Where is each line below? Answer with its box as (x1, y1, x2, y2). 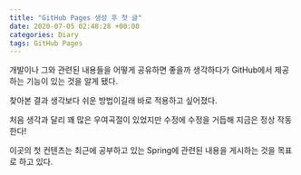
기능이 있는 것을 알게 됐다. (25, 76, 119, 87)
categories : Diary (9, 30, 79, 39)
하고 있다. (18, 156, 53, 168)
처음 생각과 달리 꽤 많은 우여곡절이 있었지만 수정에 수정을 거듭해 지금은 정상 (9, 114, 276, 125)
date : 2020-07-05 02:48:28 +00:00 (9, 22, 141, 31)
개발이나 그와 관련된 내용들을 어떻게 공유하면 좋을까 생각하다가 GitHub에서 (9, 64, 273, 75)
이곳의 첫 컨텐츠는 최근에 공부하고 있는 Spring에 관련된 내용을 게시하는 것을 (9, 145, 276, 156)
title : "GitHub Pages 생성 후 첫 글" (9, 13, 142, 23)
